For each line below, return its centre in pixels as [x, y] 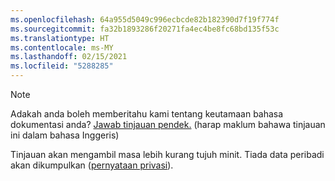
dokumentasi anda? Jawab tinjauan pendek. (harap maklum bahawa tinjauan [168, 124]
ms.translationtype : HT [60, 38]
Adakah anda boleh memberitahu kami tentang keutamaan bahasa [147, 114]
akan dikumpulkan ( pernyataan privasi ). [92, 165]
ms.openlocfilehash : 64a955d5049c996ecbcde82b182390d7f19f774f [145, 19]
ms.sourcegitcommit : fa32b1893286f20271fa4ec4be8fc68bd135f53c [145, 29]
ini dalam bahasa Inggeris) [65, 135]
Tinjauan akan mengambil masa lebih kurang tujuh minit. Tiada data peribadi [167, 154]
